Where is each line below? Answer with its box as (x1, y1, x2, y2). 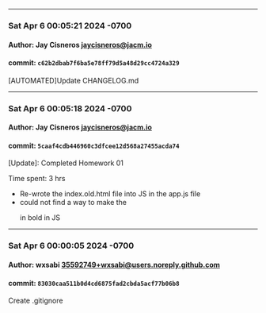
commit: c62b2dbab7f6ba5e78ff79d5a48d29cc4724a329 (8, 58, 180, 68)
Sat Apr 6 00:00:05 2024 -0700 (8, 240, 135, 251)
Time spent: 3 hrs (8, 174, 66, 184)
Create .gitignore (8, 296, 63, 306)
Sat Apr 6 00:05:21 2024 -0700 (8, 20, 132, 31)
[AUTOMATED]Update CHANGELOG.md (8, 75, 139, 85)
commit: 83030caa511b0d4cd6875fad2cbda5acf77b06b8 (8, 278, 180, 288)
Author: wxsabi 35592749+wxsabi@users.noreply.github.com (8, 260, 220, 269)
